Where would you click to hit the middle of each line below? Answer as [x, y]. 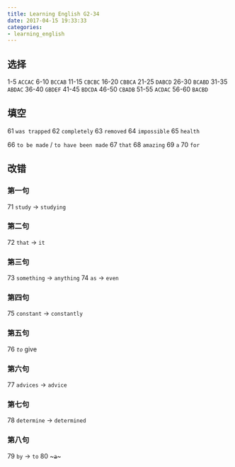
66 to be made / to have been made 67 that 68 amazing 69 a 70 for [104, 144]
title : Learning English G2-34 [53, 14]
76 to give [22, 349]
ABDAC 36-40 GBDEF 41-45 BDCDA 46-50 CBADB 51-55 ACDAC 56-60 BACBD [108, 89]
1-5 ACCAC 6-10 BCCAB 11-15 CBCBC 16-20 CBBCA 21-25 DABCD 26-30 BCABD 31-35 [117, 82]
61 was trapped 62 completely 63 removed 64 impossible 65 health [104, 131]
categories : [25, 27]
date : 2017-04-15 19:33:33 [47, 21]
